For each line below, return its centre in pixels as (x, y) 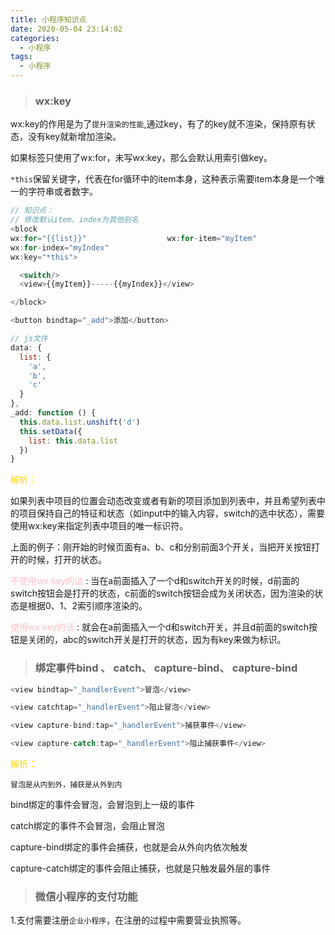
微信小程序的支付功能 (86, 897)
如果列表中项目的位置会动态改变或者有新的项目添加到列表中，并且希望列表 (163, 501)
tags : (21, 57)
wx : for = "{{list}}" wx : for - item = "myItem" (133, 238)
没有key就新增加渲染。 (74, 137)
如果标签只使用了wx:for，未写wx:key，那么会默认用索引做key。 (141, 158)
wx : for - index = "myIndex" (60, 247)
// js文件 (29, 339)
